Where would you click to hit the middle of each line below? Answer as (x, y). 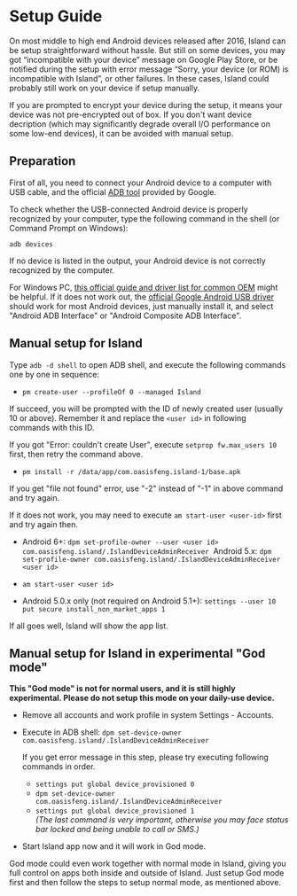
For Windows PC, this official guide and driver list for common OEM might (144, 287)
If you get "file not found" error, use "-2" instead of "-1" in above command (146, 488)
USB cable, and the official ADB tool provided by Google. (113, 191)
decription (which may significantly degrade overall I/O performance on (140, 124)
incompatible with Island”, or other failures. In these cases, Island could (139, 78)
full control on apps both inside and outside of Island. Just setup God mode (147, 873)
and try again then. (43, 524)
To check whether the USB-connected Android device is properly (129, 209)
